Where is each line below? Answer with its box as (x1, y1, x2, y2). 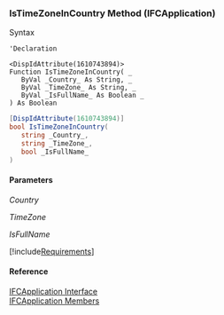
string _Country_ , (20, 131, 89, 140)
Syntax (9, 28, 35, 38)
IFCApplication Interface (9, 286, 98, 296)
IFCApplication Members (9, 295, 100, 306)
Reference (9, 266, 49, 277)
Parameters (9, 175, 53, 185)
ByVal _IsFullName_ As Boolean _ (20, 91, 144, 100)
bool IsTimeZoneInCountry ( (9, 122, 109, 131)
